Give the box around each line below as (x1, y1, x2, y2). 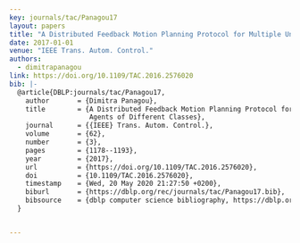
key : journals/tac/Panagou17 (9, 13, 118, 22)
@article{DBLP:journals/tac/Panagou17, (17, 88, 166, 96)
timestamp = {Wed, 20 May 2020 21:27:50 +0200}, (25, 180, 221, 189)
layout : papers (9, 21, 66, 30)
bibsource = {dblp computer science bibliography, (25, 196, 229, 205)
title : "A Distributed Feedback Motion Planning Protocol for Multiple (9, 29, 281, 38)
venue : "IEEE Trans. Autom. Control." (9, 46, 154, 55)
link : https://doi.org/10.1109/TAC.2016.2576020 (9, 71, 194, 80)
